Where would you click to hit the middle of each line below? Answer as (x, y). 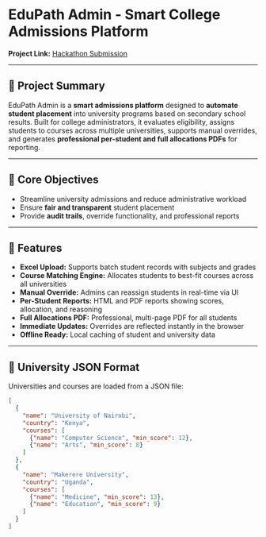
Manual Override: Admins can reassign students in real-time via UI (129, 292)
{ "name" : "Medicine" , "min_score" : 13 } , (97, 497)
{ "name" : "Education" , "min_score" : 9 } (95, 504)
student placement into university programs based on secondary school (127, 114)
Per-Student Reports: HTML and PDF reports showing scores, (122, 301)
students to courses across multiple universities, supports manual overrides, (133, 130)
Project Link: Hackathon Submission (68, 53)
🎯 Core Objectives (53, 180)
